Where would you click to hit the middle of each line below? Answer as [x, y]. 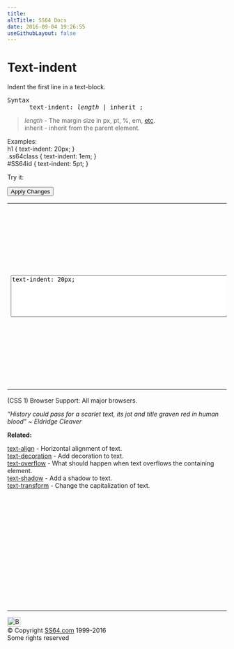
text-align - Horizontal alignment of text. [65, 449]
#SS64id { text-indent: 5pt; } [48, 164]
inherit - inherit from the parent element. [82, 128]
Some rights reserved [38, 638]
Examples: [22, 142]
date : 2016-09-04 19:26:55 [46, 27]
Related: [20, 435]
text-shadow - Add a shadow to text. [60, 478]
